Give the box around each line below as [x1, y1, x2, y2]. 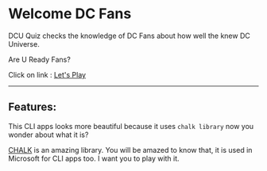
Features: [8, 101, 57, 114]
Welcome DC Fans [8, 5, 132, 23]
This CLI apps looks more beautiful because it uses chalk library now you [8, 121, 254, 131]
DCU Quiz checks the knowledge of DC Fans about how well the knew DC [8, 31, 250, 40]
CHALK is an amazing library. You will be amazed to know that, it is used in [8, 145, 253, 154]
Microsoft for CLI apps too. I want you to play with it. [8, 154, 180, 163]
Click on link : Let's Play [8, 70, 86, 79]
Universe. [8, 39, 40, 48]
